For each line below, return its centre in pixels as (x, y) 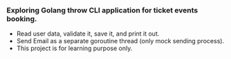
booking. (22, 19)
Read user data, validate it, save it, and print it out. (88, 34)
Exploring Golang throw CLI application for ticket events (102, 10)
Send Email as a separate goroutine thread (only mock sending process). (120, 41)
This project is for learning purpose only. (74, 48)
